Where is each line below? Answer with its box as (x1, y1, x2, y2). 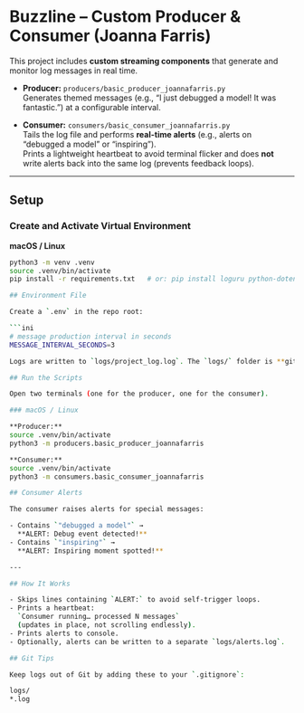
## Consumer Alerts (9, 489, 83, 498)
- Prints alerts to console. (9, 629, 119, 638)
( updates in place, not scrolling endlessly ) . (17, 621, 196, 630)
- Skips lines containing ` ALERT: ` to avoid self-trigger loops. (9, 595, 261, 604)
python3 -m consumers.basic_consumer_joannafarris (9, 472, 204, 481)
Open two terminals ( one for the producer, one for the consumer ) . (9, 389, 270, 399)
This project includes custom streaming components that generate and (9, 55, 279, 66)
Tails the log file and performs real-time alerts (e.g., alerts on (22, 128, 252, 139)
